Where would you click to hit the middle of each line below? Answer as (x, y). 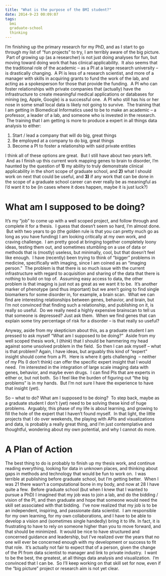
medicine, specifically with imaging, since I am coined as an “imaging (76, 262)
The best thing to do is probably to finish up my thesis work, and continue (80, 463)
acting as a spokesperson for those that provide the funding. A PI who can (81, 84)
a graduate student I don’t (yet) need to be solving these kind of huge (76, 403)
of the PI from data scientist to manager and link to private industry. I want (81, 552)
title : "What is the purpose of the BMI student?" (58, 10)
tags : (11, 19)
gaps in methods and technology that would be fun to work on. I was (76, 473)
